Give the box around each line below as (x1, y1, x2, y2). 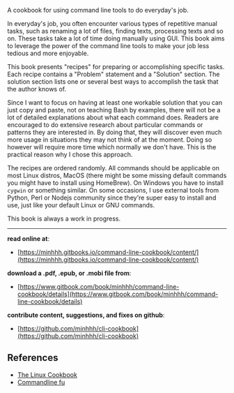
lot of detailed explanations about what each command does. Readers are (7, 113, 219, 121)
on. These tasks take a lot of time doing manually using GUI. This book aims (7, 34, 225, 43)
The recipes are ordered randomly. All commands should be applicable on (7, 164, 220, 172)
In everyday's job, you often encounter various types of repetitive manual (7, 20, 218, 27)
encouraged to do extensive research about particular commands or (7, 121, 203, 128)
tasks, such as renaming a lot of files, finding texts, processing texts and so (7, 27, 224, 35)
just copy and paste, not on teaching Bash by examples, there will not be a (7, 106, 221, 114)
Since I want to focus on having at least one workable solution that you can (7, 98, 223, 107)
